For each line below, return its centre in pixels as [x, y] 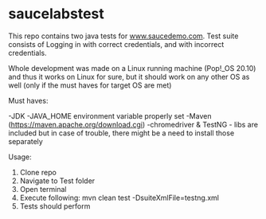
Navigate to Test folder [57, 181]
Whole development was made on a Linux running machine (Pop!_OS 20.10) [132, 68]
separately [26, 141]
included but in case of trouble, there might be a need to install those [121, 133]
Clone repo [38, 172]
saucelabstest [57, 14]
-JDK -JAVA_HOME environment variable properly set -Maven [110, 115]
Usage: [20, 157]
